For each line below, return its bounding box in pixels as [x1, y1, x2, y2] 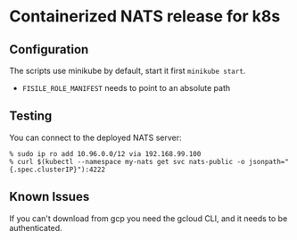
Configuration [9, 42, 89, 57]
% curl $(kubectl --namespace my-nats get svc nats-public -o [9, 157, 245, 166]
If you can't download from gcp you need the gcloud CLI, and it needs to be [9, 212, 288, 224]
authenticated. [9, 222, 62, 233]
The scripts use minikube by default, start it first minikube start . [9, 65, 246, 76]
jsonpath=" [248, 157, 290, 166]
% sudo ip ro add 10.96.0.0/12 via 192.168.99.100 [9, 149, 202, 158]
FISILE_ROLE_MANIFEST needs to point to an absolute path [21, 83, 231, 93]
